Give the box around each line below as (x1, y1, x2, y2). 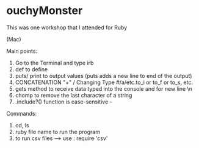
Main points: (6, 47, 38, 55)
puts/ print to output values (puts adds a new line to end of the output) (15, 72, 192, 79)
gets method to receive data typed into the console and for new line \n (15, 85, 192, 92)
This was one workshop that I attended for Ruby (6, 24, 128, 31)
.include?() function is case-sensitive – (15, 98, 113, 105)
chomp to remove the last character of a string (15, 91, 132, 99)
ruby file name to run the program (15, 128, 101, 135)
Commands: (6, 110, 37, 117)
